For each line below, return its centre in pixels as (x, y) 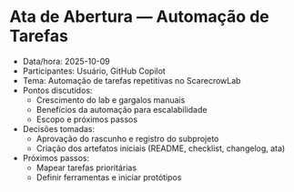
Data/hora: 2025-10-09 (66, 61)
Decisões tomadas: (59, 128)
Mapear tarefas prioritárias (86, 167)
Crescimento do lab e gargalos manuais (111, 100)
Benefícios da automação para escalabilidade (122, 109)
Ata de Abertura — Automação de (140, 17)
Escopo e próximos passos (87, 119)
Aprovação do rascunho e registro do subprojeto (127, 138)
